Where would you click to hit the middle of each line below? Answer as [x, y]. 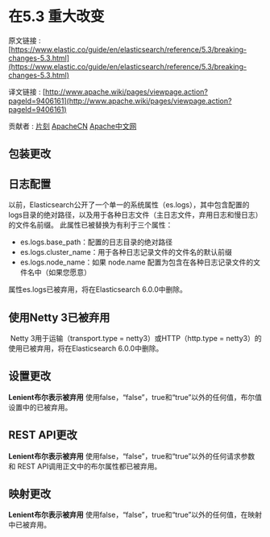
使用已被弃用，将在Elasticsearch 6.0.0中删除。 [86, 348]
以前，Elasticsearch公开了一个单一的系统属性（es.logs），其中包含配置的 [129, 205]
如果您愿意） [69, 273]
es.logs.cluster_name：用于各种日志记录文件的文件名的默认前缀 [126, 252]
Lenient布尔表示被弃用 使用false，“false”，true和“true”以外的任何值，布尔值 [135, 397]
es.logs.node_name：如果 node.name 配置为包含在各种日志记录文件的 [137, 262]
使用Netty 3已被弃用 [59, 317]
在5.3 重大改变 [56, 17]
